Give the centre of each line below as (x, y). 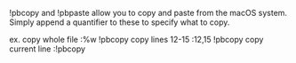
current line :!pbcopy (48, 49)
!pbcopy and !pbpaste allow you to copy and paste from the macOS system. (148, 13)
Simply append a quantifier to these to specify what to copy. (120, 22)
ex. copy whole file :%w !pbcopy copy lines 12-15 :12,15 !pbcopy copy (136, 39)
